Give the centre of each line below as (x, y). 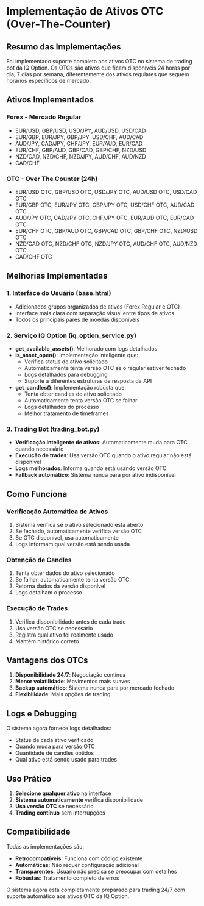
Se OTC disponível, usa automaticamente (67, 537)
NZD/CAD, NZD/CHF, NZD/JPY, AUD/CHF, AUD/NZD (80, 156)
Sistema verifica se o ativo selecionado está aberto (79, 524)
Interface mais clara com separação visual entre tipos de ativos (95, 313)
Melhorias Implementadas (57, 276)
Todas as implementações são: (45, 846)
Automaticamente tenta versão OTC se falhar (81, 400)
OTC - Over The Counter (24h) (52, 179)
